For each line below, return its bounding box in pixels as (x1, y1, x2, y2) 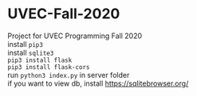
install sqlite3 (7, 48, 54, 57)
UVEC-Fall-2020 (7, 5, 120, 23)
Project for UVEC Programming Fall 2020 (7, 31, 143, 40)
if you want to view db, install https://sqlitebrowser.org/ (7, 79, 189, 88)
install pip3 (7, 39, 43, 48)
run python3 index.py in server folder (7, 70, 130, 79)
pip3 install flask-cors (7, 63, 90, 71)
